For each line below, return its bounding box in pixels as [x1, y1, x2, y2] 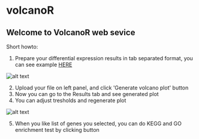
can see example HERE [14, 61, 73, 68]
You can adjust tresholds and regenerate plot [14, 97, 126, 104]
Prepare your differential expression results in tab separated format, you [14, 55, 194, 61]
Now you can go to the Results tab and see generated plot [14, 91, 159, 97]
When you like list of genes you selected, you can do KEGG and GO [14, 120, 182, 127]
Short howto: [6, 43, 38, 50]
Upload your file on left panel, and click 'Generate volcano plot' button [14, 84, 189, 91]
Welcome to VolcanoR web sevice [6, 27, 135, 38]
